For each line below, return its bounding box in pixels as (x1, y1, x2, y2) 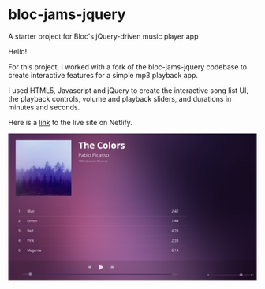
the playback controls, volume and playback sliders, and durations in (8, 94, 232, 103)
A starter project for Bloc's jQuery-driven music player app (8, 31, 199, 41)
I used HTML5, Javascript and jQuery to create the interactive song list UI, (8, 85, 249, 95)
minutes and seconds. (8, 102, 80, 112)
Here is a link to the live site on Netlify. (8, 117, 132, 127)
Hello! (8, 46, 28, 56)
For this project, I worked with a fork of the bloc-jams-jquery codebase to (8, 61, 247, 72)
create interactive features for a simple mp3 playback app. (8, 70, 199, 80)
